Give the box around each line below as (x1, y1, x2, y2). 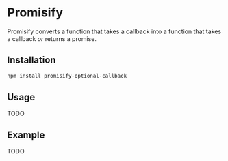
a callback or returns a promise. (7, 34, 97, 42)
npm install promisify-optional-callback (7, 72, 127, 79)
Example (7, 129, 45, 141)
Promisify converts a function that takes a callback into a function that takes (7, 27, 221, 35)
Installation (7, 55, 56, 66)
